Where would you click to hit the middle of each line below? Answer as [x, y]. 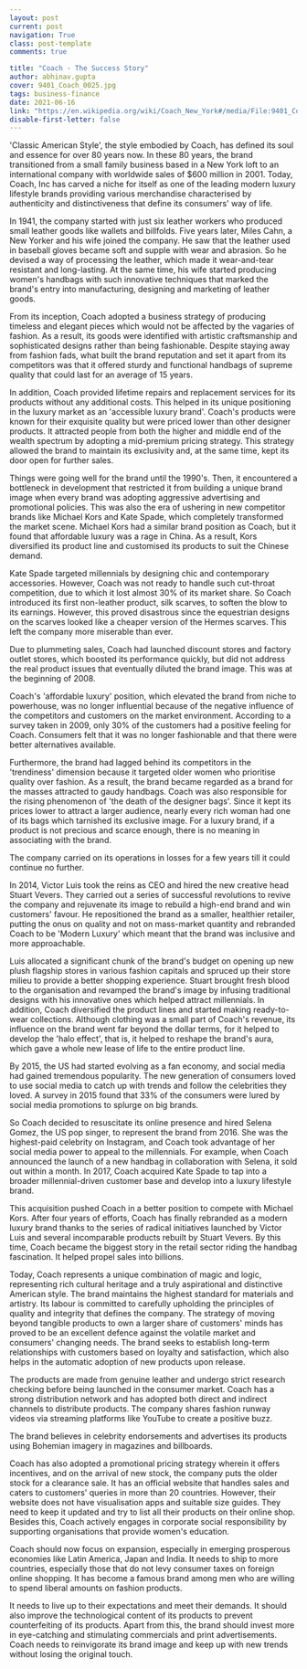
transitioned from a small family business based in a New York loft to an [144, 164]
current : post [37, 26]
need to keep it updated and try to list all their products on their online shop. [152, 1512]
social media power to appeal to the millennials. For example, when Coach [149, 1152]
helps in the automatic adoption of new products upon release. [127, 1362]
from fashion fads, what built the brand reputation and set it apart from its [148, 355]
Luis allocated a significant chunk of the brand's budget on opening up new [152, 961]
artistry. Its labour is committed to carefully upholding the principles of [142, 1304]
